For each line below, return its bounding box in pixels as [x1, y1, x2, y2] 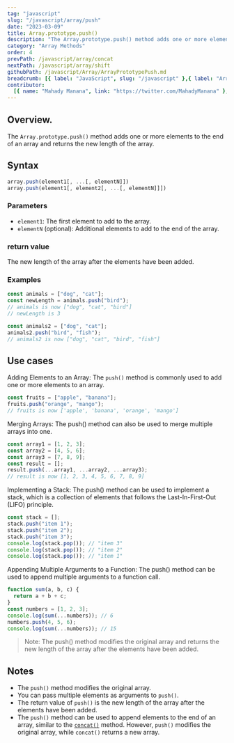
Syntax [7, 159, 39, 171]
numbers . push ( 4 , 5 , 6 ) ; [7, 618, 77, 625]
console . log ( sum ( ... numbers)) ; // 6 [7, 612, 114, 619]
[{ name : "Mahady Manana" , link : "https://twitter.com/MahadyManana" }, [13, 88, 229, 95]
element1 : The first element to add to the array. [17, 217, 152, 225]
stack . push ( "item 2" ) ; [7, 526, 73, 533]
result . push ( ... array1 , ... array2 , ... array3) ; [7, 467, 148, 474]
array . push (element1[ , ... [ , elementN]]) [7, 178, 130, 185]
